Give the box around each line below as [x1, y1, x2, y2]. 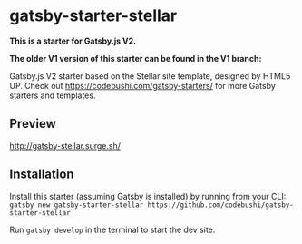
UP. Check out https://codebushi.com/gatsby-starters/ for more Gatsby [9, 80, 277, 91]
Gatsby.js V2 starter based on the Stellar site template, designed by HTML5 [9, 70, 291, 82]
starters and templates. [9, 90, 96, 101]
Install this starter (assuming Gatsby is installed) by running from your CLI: [9, 190, 287, 201]
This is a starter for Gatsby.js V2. [9, 35, 137, 46]
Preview [9, 116, 57, 132]
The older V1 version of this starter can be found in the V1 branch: [9, 53, 262, 63]
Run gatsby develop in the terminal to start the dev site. [9, 224, 216, 235]
